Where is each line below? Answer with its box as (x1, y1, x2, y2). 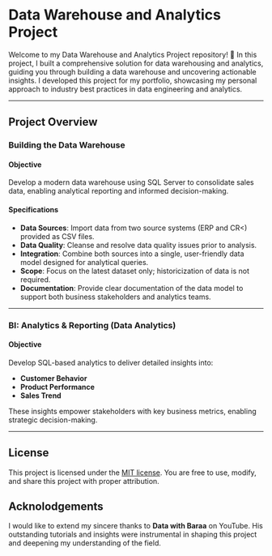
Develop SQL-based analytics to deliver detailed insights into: (8, 357, 214, 367)
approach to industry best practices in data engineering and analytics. (8, 83, 243, 94)
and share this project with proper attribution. (8, 476, 159, 485)
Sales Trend (19, 391, 62, 400)
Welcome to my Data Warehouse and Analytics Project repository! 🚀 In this (8, 49, 257, 59)
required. (19, 274, 51, 284)
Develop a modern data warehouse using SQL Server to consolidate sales (8, 177, 254, 187)
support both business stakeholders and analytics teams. (19, 292, 212, 302)
